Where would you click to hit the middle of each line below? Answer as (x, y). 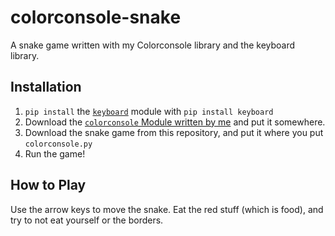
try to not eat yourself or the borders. (87, 220)
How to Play (48, 185)
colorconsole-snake (96, 17)
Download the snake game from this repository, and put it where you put (174, 132)
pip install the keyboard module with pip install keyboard (149, 111)
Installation (46, 87)
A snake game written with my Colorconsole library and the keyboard (153, 45)
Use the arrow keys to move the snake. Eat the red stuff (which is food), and (167, 209)
